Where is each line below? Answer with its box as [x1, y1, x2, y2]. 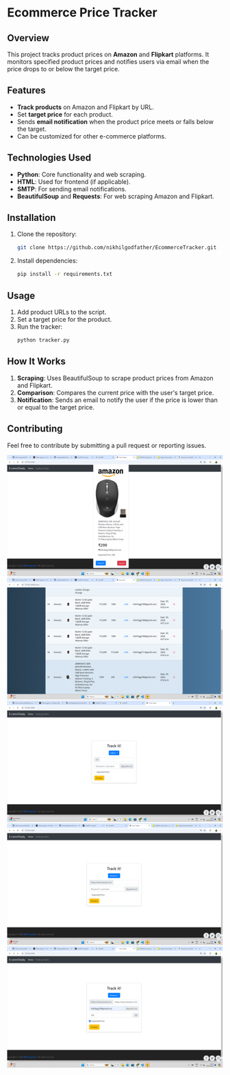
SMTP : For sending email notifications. [16, 185, 127, 193]
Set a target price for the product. [16, 316, 112, 323]
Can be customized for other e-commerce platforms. [16, 132, 166, 140]
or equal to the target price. [16, 403, 94, 411]
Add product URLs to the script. [16, 308, 107, 316]
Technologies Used [7, 152, 91, 164]
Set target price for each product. [16, 110, 113, 118]
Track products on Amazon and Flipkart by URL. [16, 103, 154, 111]
